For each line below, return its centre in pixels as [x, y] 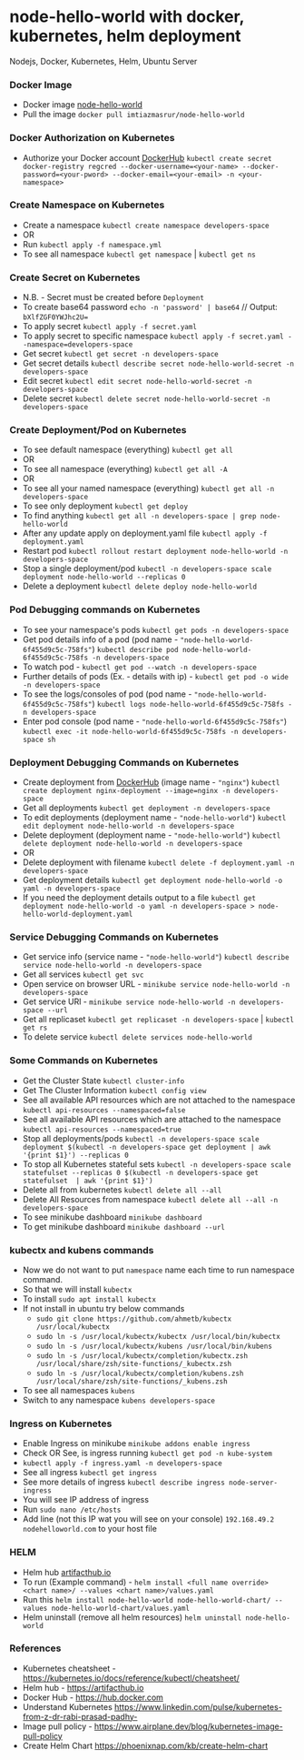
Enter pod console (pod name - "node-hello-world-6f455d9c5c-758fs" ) [155, 721]
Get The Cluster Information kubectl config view [114, 1090]
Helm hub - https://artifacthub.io [83, 1687]
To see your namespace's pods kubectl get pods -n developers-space [155, 629]
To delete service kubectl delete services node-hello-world [137, 1037]
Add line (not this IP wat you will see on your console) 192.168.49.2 [148, 1519]
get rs [35, 1028]
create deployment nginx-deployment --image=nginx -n [126, 791]
